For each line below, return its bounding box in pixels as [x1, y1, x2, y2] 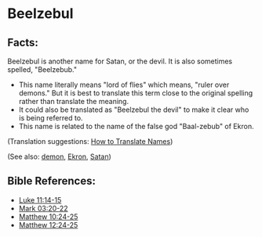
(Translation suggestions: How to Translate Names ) [7, 137, 173, 145]
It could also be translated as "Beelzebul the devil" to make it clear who [18, 105, 249, 114]
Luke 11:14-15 [18, 195, 62, 204]
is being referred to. [18, 113, 83, 122]
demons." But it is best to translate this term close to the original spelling [18, 88, 253, 98]
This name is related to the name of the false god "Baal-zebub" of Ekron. [18, 122, 254, 131]
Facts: [7, 36, 38, 49]
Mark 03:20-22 [18, 203, 68, 213]
